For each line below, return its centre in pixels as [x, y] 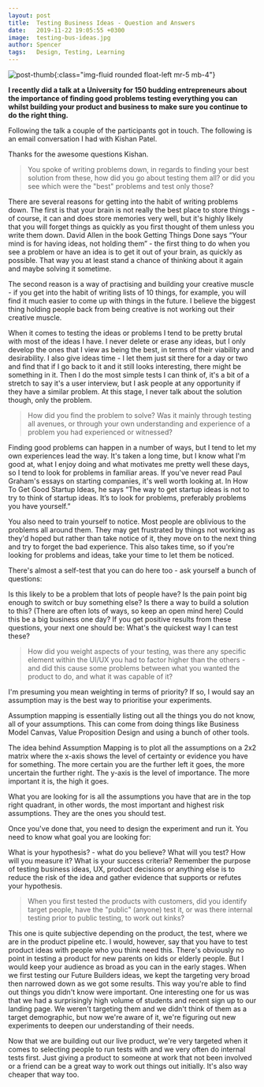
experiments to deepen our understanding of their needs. [101, 1025]
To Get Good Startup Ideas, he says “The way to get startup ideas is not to [129, 489]
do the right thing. [38, 115]
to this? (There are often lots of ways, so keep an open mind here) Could [126, 611]
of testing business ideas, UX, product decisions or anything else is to [121, 869]
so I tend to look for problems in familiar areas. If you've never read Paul [125, 472]
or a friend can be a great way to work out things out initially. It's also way [128, 1066]
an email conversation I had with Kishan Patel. [83, 139]
